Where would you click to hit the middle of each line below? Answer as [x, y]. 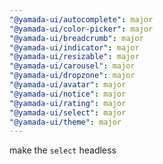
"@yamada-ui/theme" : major [65, 122]
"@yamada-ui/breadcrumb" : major [76, 38]
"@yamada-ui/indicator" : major [74, 47]
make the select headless [63, 150]
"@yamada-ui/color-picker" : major [81, 29]
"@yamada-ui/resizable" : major [74, 57]
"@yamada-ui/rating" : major [68, 103]
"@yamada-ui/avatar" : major [68, 85]
